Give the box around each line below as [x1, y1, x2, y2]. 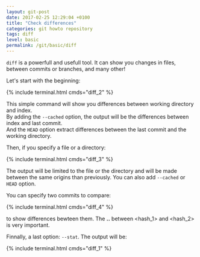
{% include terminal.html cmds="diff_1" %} [6, 244, 112, 252]
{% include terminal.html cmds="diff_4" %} [6, 203, 113, 211]
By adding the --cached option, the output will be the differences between [6, 113, 189, 120]
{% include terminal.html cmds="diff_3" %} [6, 155, 113, 163]
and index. [6, 107, 33, 114]
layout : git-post [6, 8, 50, 15]
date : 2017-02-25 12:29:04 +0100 [6, 14, 90, 20]
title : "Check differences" [6, 20, 77, 26]
